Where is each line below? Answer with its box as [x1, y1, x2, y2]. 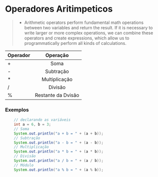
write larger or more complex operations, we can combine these [24, 30, 154, 36]
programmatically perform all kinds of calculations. [24, 40, 127, 46]
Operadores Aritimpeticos [5, 3, 113, 15]
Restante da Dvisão [35, 92, 79, 98]
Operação [45, 52, 69, 59]
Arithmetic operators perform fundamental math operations [24, 20, 144, 25]
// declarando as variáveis [14, 118, 71, 122]
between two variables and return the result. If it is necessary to [24, 24, 153, 30]
